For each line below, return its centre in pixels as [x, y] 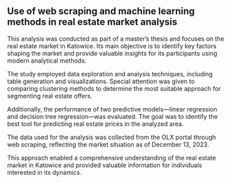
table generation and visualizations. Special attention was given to [101, 81]
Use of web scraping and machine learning [101, 11]
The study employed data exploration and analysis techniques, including [110, 74]
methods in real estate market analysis [92, 22]
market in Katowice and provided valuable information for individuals [104, 165]
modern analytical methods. [47, 61]
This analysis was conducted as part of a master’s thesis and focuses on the [116, 39]
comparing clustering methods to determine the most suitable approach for [114, 88]
